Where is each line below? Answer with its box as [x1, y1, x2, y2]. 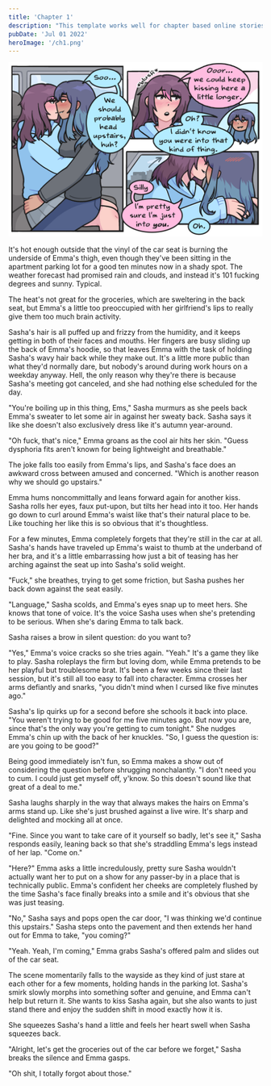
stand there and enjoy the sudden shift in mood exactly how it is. [8, 1005, 223, 1014]
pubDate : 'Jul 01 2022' [8, 30, 89, 38]
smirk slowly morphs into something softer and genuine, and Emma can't [8, 987, 252, 996]
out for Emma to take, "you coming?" [8, 930, 131, 940]
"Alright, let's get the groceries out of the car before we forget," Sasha [8, 1044, 242, 1054]
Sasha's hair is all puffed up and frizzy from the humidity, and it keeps [8, 327, 240, 336]
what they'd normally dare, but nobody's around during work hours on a [8, 361, 248, 371]
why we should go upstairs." [8, 477, 103, 487]
